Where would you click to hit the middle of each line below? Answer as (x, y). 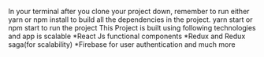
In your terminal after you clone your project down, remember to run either (129, 11)
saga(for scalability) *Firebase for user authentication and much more (122, 45)
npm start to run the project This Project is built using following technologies (132, 28)
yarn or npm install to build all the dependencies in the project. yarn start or (130, 20)
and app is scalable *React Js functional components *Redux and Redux (127, 36)
